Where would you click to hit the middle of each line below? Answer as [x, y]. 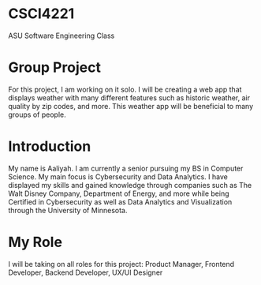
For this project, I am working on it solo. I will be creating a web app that [125, 89]
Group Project [54, 67]
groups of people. [37, 114]
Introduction [50, 146]
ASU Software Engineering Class [62, 36]
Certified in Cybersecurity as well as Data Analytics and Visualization [120, 201]
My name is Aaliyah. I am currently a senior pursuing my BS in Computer [126, 168]
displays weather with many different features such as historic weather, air [129, 97]
